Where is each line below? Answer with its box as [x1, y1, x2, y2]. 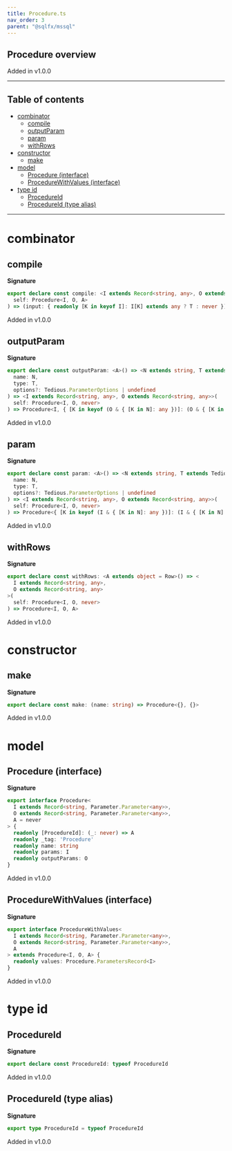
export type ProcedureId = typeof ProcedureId [7, 1125, 144, 1132]
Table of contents [7, 93, 84, 105]
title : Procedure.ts [7, 10, 67, 17]
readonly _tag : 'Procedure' [13, 835, 95, 843]
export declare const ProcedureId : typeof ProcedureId [7, 1060, 168, 1067]
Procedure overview [7, 48, 97, 60]
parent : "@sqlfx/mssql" [7, 23, 76, 30]
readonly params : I [13, 849, 70, 855]
